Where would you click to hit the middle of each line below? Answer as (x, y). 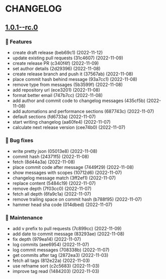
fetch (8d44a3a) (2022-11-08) (44, 162)
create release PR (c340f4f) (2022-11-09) (56, 63)
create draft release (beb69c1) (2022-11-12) (58, 52)
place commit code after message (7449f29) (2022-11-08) (73, 167)
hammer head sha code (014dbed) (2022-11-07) (62, 205)
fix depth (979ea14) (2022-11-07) (47, 239)
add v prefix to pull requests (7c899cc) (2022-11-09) (67, 229)
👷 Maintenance (24, 218)
